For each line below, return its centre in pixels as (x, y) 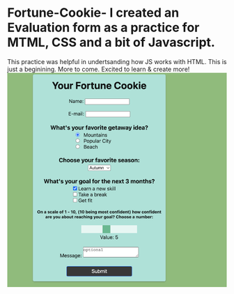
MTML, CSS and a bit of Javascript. (111, 42)
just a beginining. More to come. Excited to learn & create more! (99, 69)
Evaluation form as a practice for (103, 28)
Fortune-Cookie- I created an (93, 13)
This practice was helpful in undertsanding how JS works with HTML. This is (117, 61)
